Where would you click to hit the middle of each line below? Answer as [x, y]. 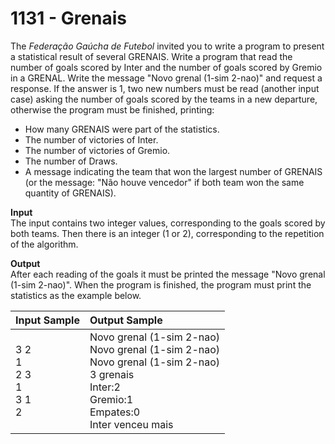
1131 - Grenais [69, 18]
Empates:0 [115, 412]
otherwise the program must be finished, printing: [112, 109]
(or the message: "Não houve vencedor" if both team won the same [164, 182]
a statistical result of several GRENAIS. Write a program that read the [151, 56]
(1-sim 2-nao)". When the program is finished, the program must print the [161, 284]
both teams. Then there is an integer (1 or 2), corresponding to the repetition [167, 233]
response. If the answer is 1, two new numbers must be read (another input [165, 88]
